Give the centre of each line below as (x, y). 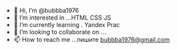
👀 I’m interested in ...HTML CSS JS (62, 18)
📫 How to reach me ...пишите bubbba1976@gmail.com (92, 40)
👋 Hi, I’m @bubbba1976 (46, 10)
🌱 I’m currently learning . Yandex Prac (67, 25)
